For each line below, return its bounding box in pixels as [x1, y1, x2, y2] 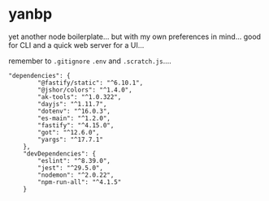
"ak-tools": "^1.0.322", [37, 92, 122, 101]
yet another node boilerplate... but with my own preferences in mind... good [8, 32, 262, 41]
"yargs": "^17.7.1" [37, 135, 104, 143]
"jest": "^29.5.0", [37, 164, 104, 172]
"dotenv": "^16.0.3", [37, 107, 111, 115]
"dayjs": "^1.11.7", [37, 100, 107, 108]
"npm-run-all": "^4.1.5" [37, 177, 122, 186]
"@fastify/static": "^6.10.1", [37, 79, 144, 87]
